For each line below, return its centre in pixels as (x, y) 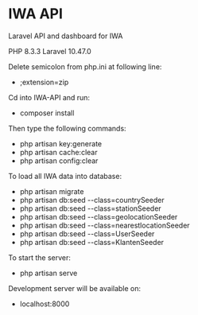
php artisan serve (49, 273)
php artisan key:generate (61, 143)
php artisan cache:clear (58, 152)
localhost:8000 (45, 304)
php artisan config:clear (59, 161)
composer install (47, 113)
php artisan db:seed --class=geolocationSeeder (99, 216)
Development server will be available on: (75, 288)
